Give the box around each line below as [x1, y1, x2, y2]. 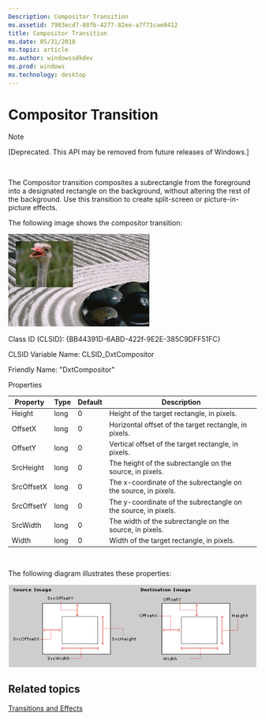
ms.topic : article [8, 46, 69, 54]
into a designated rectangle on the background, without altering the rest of [8, 186, 251, 195]
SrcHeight [11, 462, 45, 472]
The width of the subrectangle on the [109, 516, 230, 525]
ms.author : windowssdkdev [8, 54, 93, 62]
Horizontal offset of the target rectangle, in [109, 420, 248, 429]
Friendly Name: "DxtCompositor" [8, 365, 116, 374]
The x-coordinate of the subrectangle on [109, 477, 242, 488]
